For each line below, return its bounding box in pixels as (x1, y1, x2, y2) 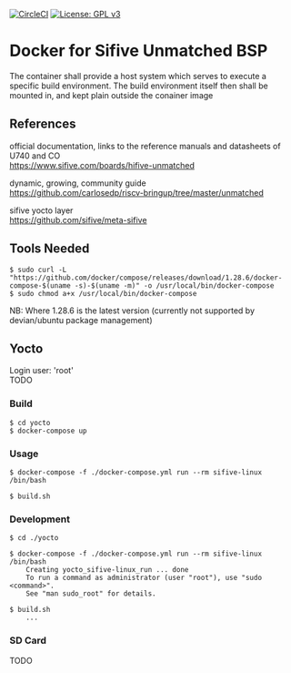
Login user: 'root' (9, 365, 75, 376)
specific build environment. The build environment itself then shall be (9, 80, 268, 91)
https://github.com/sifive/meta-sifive (9, 214, 147, 225)
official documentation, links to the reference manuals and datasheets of (9, 140, 281, 151)
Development (9, 513, 71, 525)
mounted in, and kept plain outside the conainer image (9, 89, 214, 100)
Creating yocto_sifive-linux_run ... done (25, 566, 189, 575)
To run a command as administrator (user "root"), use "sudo (25, 574, 262, 583)
